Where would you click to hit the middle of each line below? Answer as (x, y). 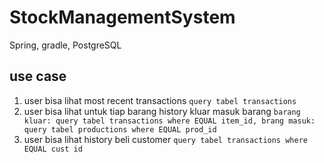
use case (38, 76)
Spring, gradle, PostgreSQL (65, 45)
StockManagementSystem (122, 17)
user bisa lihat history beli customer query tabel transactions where (165, 139)
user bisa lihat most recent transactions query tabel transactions (160, 100)
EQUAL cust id (53, 149)
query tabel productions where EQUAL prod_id (120, 129)
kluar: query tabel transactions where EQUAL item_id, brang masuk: (169, 121)
